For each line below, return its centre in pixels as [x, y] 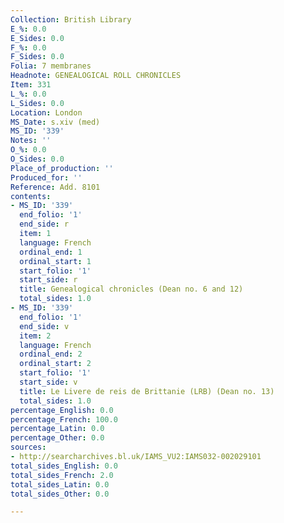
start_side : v [48, 382]
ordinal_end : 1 [51, 252]
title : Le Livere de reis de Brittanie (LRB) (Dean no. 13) [147, 391]
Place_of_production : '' [62, 168]
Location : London [46, 112]
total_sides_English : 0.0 [64, 466]
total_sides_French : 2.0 [62, 475]
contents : [31, 196]
